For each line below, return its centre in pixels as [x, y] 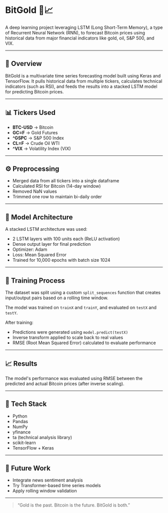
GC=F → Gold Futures [35, 132]
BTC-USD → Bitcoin [33, 127]
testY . [11, 313]
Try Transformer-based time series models [56, 486]
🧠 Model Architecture [39, 217]
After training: [19, 322]
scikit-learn [24, 443]
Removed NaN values [35, 191]
